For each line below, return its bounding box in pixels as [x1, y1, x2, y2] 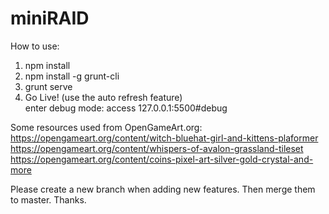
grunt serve [24, 80, 73, 92]
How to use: [10, 40, 60, 52]
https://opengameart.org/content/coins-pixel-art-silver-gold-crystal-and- [10, 153, 314, 165]
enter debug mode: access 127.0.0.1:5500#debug [24, 102, 228, 114]
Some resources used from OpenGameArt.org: [10, 121, 203, 133]
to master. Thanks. [10, 193, 87, 206]
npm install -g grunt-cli [24, 70, 120, 82]
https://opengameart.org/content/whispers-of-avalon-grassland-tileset [10, 142, 304, 154]
